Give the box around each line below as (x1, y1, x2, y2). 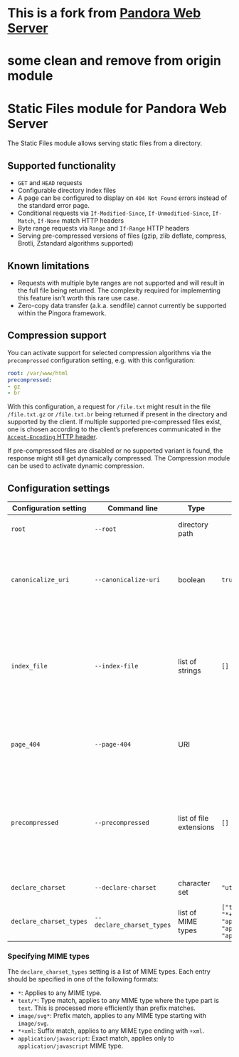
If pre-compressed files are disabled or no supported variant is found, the (7, 446, 223, 455)
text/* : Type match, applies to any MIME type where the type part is (17, 996, 219, 1005)
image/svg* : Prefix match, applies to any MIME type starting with (17, 1011, 206, 1020)
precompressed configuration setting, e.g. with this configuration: (7, 356, 196, 364)
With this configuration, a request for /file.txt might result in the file (7, 402, 211, 411)
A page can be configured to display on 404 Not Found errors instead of (17, 194, 228, 202)
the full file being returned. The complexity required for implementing (17, 286, 221, 295)
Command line (107, 503, 159, 513)
